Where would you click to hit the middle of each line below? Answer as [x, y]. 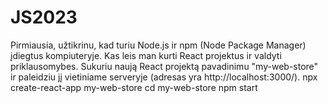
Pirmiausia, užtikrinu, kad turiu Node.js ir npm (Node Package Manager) [158, 45]
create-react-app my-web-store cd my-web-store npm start [134, 87]
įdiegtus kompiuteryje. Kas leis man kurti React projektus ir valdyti [146, 55]
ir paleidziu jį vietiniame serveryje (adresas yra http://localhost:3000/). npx [164, 77]
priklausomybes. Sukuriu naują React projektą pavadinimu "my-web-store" [164, 66]
